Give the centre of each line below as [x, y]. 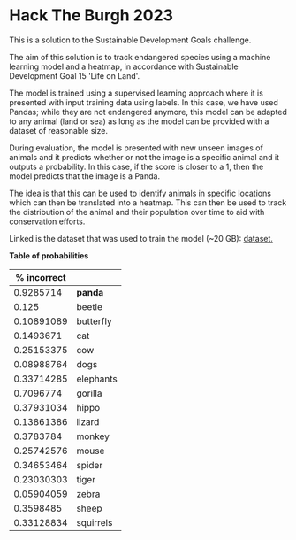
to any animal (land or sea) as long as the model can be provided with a [139, 121]
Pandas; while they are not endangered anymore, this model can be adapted [148, 112]
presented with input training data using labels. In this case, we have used [144, 102]
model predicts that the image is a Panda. [85, 176]
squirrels [95, 522]
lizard [88, 421]
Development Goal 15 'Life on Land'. [75, 75]
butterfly [94, 321]
